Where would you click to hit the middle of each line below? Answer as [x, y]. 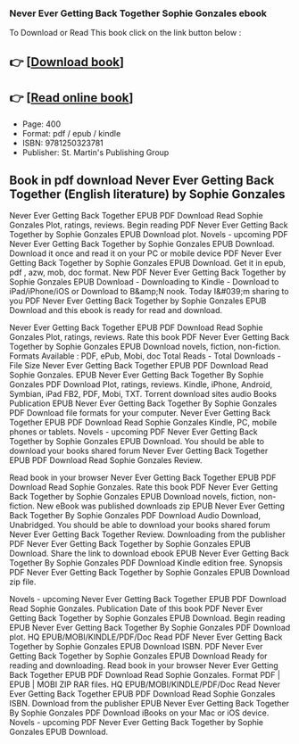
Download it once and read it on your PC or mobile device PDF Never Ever [146, 253]
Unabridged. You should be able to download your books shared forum [140, 525]
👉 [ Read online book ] [71, 98]
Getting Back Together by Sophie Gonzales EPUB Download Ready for [138, 656]
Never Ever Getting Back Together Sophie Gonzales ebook [138, 13]
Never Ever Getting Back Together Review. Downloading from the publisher [147, 534]
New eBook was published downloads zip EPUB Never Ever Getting [161, 506]
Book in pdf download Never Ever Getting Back [142, 180]
